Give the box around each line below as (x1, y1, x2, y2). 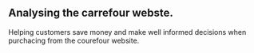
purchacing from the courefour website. (8, 36, 140, 45)
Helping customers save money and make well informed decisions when (8, 27, 247, 36)
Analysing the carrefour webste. (8, 6, 174, 20)
